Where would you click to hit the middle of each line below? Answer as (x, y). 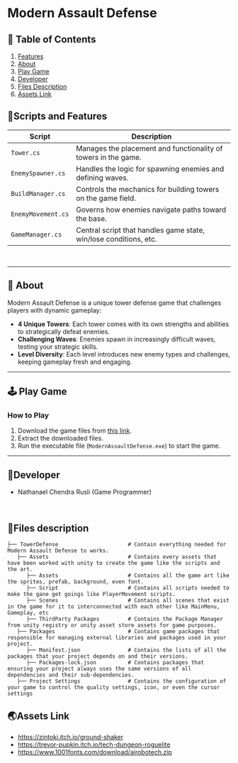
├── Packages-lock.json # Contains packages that (115, 662)
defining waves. (102, 178)
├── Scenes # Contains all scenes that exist (128, 600)
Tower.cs (25, 153)
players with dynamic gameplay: (55, 310)
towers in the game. (108, 157)
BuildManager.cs (38, 194)
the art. (20, 569)
